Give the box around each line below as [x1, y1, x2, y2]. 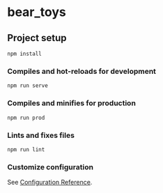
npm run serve [7, 82, 49, 89]
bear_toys [7, 4, 66, 20]
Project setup [7, 32, 68, 44]
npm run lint [7, 146, 45, 153]
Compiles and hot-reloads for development [7, 66, 157, 76]
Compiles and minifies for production [7, 98, 136, 108]
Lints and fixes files [7, 130, 75, 140]
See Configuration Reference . [7, 178, 93, 187]
